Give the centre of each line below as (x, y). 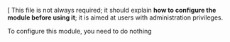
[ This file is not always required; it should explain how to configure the (112, 10)
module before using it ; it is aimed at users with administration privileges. (115, 17)
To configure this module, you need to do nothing (80, 31)
